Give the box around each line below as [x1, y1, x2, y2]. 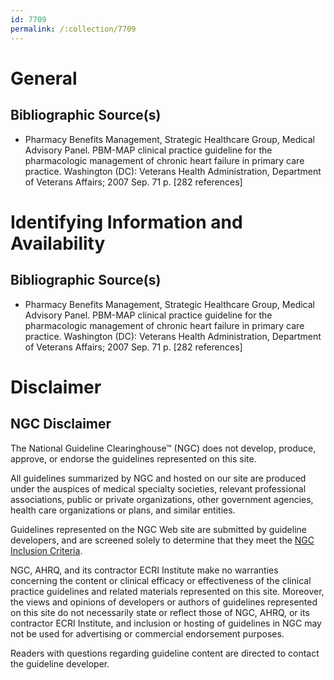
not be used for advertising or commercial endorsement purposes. [10, 627, 285, 640]
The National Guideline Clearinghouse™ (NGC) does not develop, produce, [10, 442, 317, 454]
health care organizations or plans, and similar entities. [10, 504, 236, 516]
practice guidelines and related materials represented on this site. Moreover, [10, 585, 325, 597]
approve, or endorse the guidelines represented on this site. [10, 452, 257, 465]
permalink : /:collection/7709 [10, 24, 137, 34]
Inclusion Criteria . [10, 544, 83, 556]
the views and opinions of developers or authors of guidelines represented [10, 596, 318, 608]
